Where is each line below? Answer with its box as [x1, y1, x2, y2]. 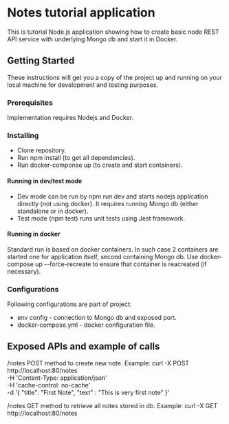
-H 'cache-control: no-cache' [7, 381, 91, 389]
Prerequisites [7, 98, 53, 108]
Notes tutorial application [7, 5, 156, 21]
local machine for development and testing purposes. [7, 81, 159, 89]
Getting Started [7, 55, 75, 67]
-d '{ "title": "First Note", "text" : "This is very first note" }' [7, 388, 170, 396]
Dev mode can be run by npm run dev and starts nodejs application [17, 192, 208, 201]
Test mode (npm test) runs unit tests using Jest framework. [17, 214, 186, 222]
